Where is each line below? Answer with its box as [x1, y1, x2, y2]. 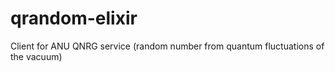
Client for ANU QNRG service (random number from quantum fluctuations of [10, 40, 325, 52]
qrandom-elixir [10, 7, 138, 30]
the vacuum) [10, 50, 63, 62]
